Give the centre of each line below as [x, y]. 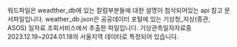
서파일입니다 [25, 19]
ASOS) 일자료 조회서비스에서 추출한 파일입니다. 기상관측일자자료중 [99, 28]
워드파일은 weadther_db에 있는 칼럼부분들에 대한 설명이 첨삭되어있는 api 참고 [115, 10]
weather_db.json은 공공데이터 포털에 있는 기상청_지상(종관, [128, 19]
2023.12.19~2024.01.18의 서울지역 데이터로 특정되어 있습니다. [93, 36]
